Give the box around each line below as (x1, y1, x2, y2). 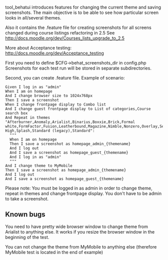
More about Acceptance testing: (5, 45, 71, 50)
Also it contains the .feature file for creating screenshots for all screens (5, 24, 151, 30)
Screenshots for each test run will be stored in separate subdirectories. (5, 65, 151, 71)
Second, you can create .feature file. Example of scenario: (5, 75, 125, 80)
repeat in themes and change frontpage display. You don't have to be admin (5, 190, 161, 196)
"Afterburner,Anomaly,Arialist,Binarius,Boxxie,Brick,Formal (5, 119, 135, 124)
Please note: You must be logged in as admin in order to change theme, (5, 185, 152, 191)
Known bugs (5, 210, 46, 219)
